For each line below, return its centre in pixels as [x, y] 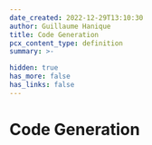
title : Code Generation [54, 34]
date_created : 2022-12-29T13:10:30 [76, 18]
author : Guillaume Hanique [60, 26]
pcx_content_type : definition [66, 43]
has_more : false [40, 77]
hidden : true [34, 68]
